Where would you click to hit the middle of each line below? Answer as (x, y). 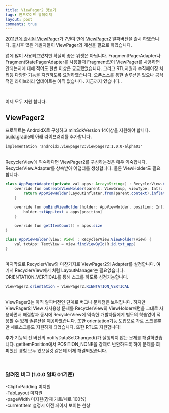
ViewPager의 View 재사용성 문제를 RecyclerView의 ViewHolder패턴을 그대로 (82, 308)
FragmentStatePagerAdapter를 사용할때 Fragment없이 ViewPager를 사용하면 (83, 62)
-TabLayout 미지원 (24, 393)
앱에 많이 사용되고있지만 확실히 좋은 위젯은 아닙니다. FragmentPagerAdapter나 (83, 56)
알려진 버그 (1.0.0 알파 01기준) (40, 375)
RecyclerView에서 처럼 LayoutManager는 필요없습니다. (69, 270)
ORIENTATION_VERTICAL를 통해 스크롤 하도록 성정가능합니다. (67, 277)
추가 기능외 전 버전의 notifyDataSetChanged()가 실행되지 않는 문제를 (73, 338)
